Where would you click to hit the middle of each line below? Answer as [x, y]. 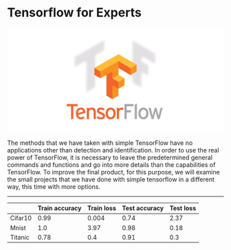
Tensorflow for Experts [75, 13]
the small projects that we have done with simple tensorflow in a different [111, 179]
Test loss [183, 208]
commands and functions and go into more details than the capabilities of [111, 164]
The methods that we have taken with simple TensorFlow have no [100, 143]
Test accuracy [143, 208]
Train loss [102, 208]
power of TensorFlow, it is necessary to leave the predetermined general [110, 157]
